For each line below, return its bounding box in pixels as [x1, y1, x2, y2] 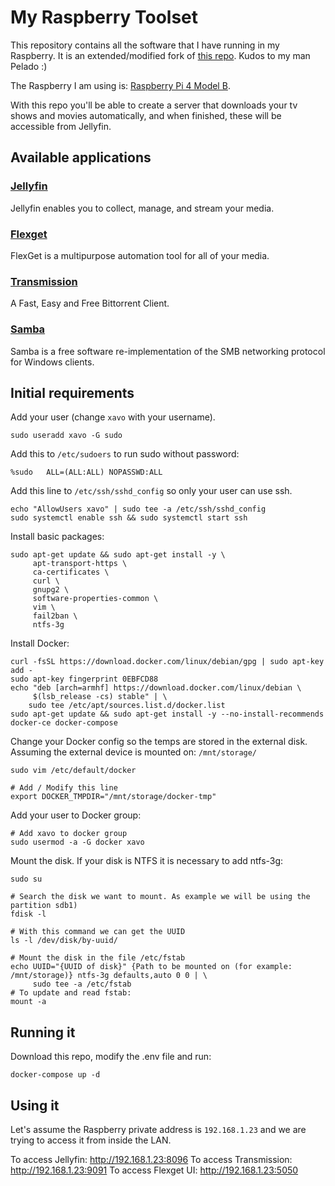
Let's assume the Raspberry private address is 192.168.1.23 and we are [10, 1123, 307, 1135]
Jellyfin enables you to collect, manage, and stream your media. [10, 202, 275, 214]
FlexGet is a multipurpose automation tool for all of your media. [10, 249, 270, 261]
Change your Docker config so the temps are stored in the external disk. [10, 736, 308, 748]
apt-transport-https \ [32, 559, 128, 569]
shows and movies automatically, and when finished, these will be [10, 109, 282, 121]
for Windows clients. [10, 356, 95, 368]
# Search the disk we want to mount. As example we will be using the [10, 892, 311, 902]
